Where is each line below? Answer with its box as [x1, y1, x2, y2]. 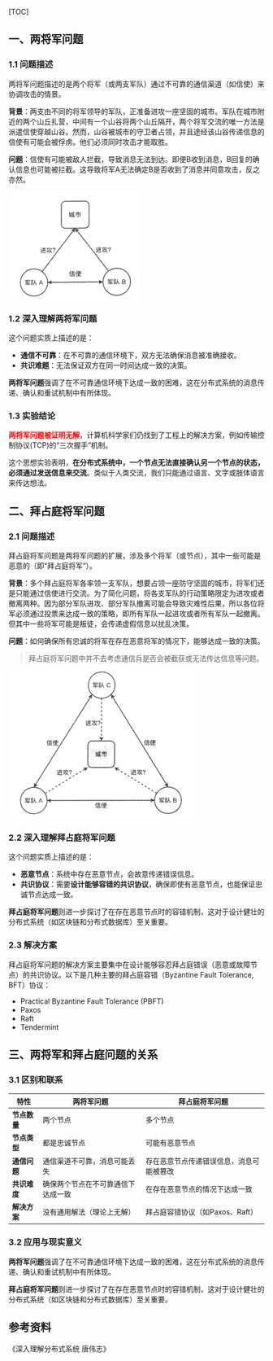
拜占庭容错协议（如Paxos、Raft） [145, 1207, 258, 1216]
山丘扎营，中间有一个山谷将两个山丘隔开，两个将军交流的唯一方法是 [36, 116, 265, 126]
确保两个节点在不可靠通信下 [42, 1179, 136, 1188]
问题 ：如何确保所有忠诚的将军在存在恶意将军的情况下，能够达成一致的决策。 [8, 636, 265, 645]
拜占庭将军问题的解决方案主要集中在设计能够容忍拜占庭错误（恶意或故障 [8, 960, 250, 969]
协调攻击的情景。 [8, 89, 66, 98]
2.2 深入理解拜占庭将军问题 [8, 832, 115, 843]
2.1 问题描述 [8, 531, 55, 542]
